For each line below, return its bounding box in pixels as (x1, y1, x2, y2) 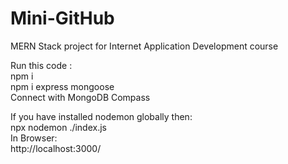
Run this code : (10, 59, 73, 71)
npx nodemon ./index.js (10, 121, 107, 133)
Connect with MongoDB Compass (10, 91, 151, 103)
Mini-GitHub (10, 7, 115, 30)
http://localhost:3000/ (10, 142, 102, 154)
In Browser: (10, 132, 58, 144)
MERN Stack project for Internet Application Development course (10, 40, 279, 52)
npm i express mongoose (10, 80, 115, 92)
